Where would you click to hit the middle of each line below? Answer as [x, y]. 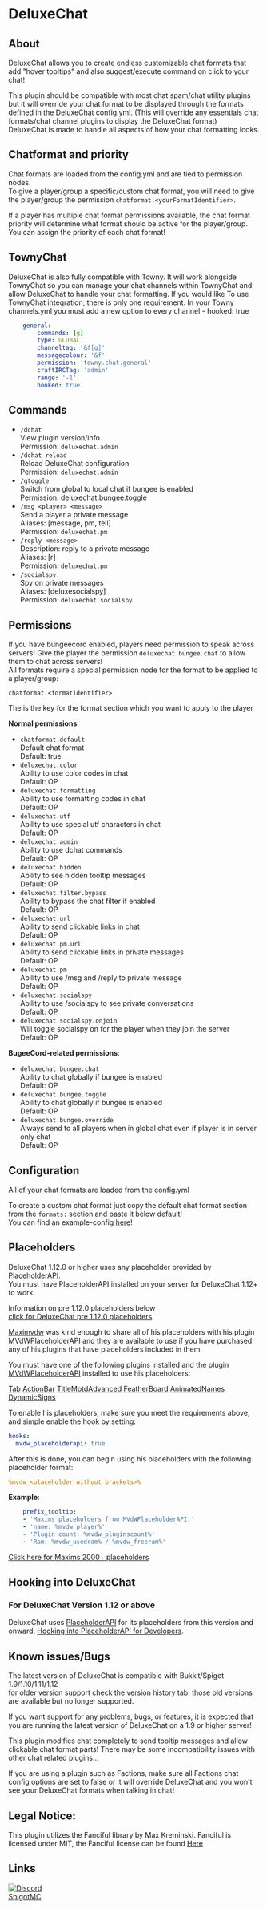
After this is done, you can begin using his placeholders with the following [130, 1459]
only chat [35, 1137]
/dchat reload [43, 456]
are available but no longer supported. [71, 1701]
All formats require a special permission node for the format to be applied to [133, 670]
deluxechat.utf [45, 817]
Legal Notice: [42, 1816]
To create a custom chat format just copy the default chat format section [128, 1205]
